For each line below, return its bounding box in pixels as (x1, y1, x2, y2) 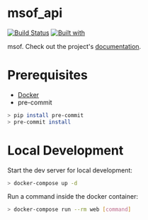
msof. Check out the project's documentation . (7, 42, 142, 50)
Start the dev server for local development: (7, 165, 133, 175)
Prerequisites (7, 67, 89, 83)
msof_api (7, 5, 62, 21)
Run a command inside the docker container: (7, 192, 138, 201)
